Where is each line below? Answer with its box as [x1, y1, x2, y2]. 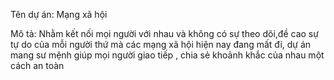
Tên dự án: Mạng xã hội [10, 9, 108, 20]
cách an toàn [10, 60, 65, 71]
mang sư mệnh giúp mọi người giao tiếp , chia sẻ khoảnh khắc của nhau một [10, 49, 325, 61]
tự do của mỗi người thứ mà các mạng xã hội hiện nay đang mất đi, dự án [10, 39, 312, 50]
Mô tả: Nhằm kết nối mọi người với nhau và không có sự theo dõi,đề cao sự [10, 28, 319, 39]
